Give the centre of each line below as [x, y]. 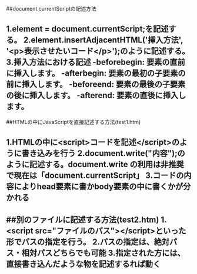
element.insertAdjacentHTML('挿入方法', [107, 40]
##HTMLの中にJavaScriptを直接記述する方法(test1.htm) [74, 122]
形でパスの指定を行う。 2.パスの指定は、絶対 [88, 242]
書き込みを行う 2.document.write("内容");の [103, 153]
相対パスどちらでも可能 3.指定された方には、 [103, 253]
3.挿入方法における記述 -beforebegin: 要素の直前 [96, 62]
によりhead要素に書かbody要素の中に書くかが [98, 187]
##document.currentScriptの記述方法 [51, 9]
